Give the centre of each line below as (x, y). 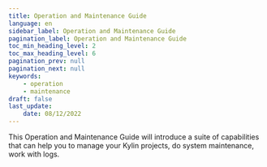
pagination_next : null (47, 69)
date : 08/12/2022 (52, 114)
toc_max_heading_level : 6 (52, 54)
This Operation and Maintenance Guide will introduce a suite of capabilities (134, 137)
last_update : (30, 106)
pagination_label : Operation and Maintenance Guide (97, 39)
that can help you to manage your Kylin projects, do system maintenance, (131, 146)
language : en (30, 24)
